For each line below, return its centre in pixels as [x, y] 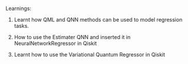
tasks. [21, 26]
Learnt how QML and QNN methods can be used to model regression [98, 19]
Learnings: [19, 8]
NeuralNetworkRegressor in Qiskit [55, 43]
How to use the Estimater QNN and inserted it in [72, 37]
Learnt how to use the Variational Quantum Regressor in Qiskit [90, 54]
